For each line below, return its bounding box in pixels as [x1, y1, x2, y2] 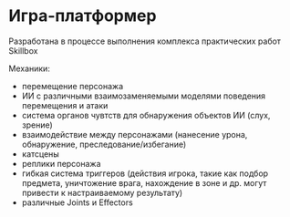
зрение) [21, 119, 54, 130]
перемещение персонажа [21, 80, 124, 91]
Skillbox [8, 45, 38, 56]
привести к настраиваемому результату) [21, 187, 183, 198]
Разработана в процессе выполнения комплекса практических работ [8, 36, 282, 46]
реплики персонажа [21, 158, 101, 169]
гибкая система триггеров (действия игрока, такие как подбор [21, 168, 269, 179]
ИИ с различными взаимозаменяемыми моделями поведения [21, 90, 266, 101]
